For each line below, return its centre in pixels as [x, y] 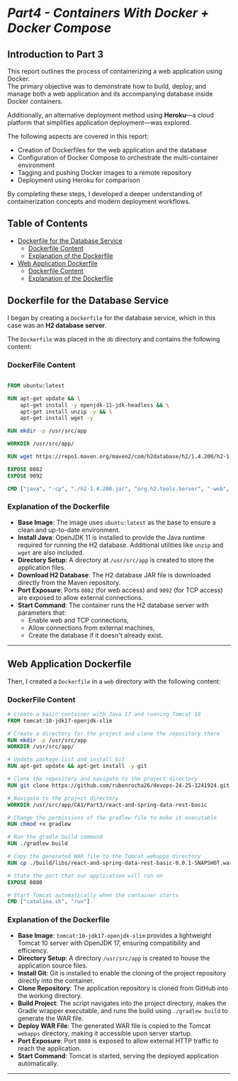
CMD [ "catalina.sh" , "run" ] [49, 902]
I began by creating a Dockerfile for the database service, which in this [112, 317]
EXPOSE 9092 [25, 476]
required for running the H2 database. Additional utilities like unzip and [120, 545]
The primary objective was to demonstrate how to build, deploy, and [107, 86]
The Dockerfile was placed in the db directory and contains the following [114, 339]
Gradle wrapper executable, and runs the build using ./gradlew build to [123, 1010]
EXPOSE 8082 [25, 469]
